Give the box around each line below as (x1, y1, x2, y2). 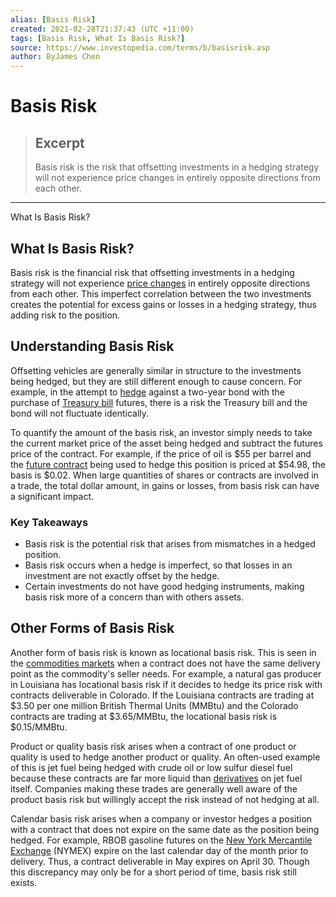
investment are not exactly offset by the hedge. (24, 570, 220, 582)
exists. (10, 876, 38, 888)
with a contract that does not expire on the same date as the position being (10, 823, 320, 835)
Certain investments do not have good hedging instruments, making (24, 581, 305, 593)
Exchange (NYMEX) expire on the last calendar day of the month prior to (10, 844, 309, 856)
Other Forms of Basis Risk (10, 620, 175, 637)
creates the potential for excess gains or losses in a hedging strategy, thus (10, 298, 317, 310)
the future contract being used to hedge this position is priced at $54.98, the (10, 458, 326, 470)
